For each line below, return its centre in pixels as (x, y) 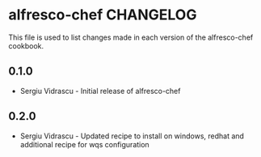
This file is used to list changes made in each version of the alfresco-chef (131, 37)
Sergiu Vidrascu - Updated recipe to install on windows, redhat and (132, 136)
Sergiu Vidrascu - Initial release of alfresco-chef (100, 91)
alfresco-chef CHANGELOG (103, 15)
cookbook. (26, 45)
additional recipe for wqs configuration (84, 144)
